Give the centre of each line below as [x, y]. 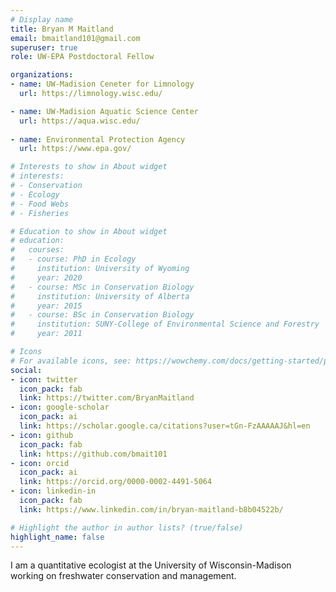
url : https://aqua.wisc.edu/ [80, 121]
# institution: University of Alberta [100, 296]
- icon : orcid [40, 463]
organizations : [42, 75]
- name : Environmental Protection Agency [98, 139]
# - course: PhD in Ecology [73, 259]
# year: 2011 [46, 334]
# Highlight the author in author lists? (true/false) [127, 527]
